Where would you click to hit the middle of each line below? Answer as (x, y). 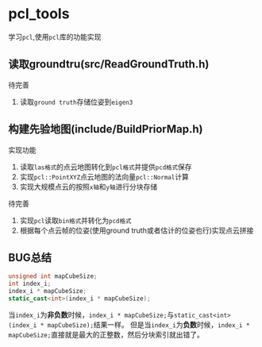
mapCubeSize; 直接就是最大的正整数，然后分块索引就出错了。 (106, 334)
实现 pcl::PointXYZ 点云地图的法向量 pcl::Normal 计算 (104, 176)
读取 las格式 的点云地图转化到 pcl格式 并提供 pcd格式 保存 (106, 167)
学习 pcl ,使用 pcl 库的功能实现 (55, 37)
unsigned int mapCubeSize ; (53, 276)
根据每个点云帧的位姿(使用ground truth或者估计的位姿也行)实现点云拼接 (137, 230)
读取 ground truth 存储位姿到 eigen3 (76, 102)
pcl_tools (39, 14)
